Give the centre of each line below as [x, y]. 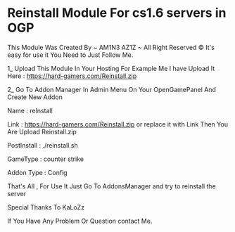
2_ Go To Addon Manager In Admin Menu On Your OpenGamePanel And [112, 89]
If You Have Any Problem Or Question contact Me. [80, 221]
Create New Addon [35, 97]
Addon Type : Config [38, 172]
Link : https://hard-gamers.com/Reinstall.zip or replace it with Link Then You [118, 124]
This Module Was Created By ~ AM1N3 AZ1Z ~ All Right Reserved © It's [111, 47]
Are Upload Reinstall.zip [42, 131]
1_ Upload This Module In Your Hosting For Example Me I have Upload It [111, 68]
